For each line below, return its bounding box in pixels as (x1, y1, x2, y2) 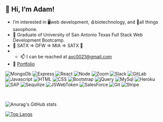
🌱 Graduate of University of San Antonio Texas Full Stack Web (12, 32, 143, 38)
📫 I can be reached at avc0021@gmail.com (20, 53, 112, 59)
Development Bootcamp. (12, 37, 65, 43)
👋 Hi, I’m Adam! (5, 5, 55, 14)
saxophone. (12, 26, 38, 32)
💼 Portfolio (12, 60, 35, 67)
